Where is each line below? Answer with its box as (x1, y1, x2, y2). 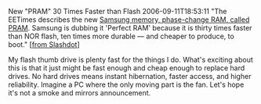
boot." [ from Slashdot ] (8, 40, 80, 49)
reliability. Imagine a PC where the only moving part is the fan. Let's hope (8, 80, 245, 89)
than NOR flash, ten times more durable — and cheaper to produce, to (8, 31, 235, 41)
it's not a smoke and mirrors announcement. (8, 88, 151, 97)
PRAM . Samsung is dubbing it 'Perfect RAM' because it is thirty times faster (8, 23, 252, 32)
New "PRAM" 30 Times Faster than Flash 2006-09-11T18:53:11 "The (8, 7, 227, 16)
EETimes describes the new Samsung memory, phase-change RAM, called (8, 15, 250, 24)
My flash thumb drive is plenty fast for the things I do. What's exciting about (8, 55, 253, 64)
